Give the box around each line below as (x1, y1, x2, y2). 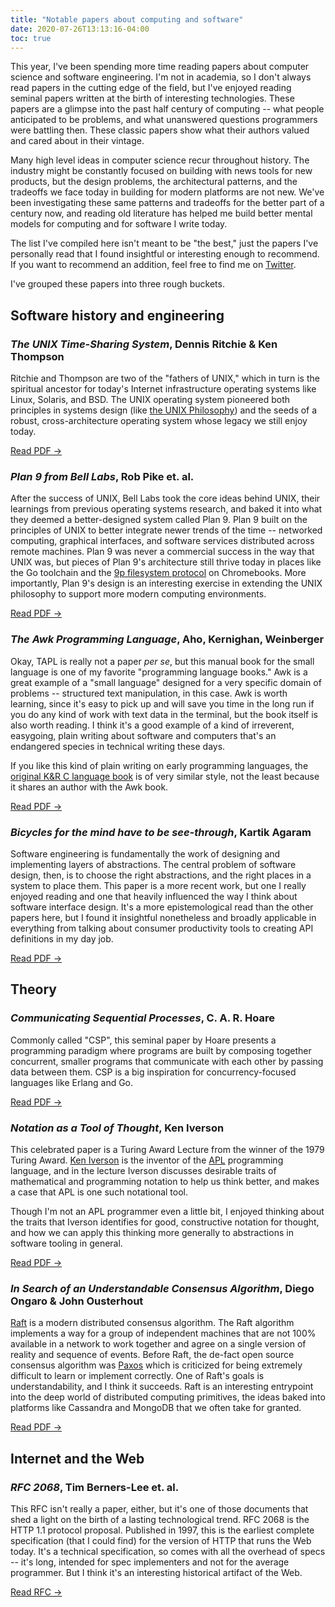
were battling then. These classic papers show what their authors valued (10, 124, 310, 136)
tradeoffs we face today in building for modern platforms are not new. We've (10, 186, 325, 198)
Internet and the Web (10, 1450, 145, 1467)
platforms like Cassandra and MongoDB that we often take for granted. (10, 1402, 302, 1414)
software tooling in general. (10, 1237, 123, 1249)
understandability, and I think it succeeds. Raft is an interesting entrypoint (10, 1381, 314, 1393)
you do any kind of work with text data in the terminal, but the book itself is (10, 708, 318, 720)
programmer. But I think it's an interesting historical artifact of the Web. (10, 1566, 303, 1578)
